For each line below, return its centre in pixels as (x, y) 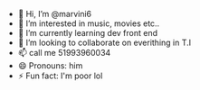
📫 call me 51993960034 (64, 53)
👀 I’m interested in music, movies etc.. (89, 23)
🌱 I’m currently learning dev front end (88, 33)
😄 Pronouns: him (50, 66)
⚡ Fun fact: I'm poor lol (60, 76)
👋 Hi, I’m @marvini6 (55, 14)
